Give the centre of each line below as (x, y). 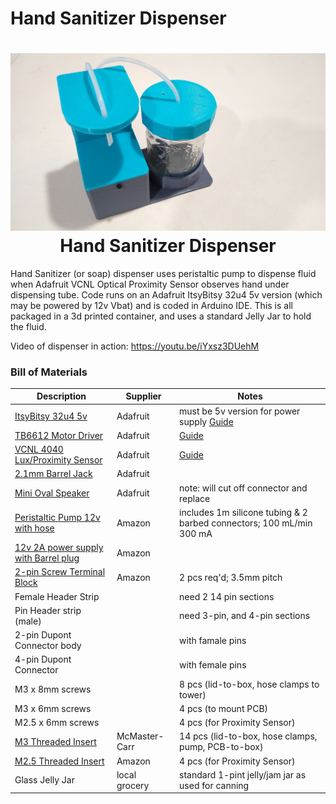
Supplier (143, 396)
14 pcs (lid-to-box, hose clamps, (248, 736)
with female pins (213, 664)
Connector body (48, 646)
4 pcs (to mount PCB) (224, 708)
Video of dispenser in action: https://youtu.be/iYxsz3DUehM (135, 346)
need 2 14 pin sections (227, 596)
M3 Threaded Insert (55, 741)
